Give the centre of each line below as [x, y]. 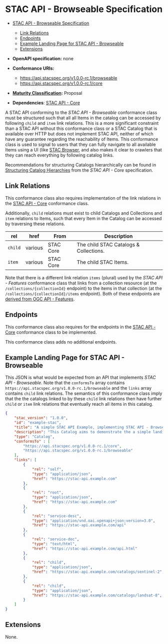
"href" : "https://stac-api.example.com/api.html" [84, 548]
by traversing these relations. [35, 224]
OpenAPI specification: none [43, 58]
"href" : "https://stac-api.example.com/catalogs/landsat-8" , [97, 595]
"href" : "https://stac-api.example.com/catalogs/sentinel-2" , [98, 572]
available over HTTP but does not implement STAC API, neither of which [79, 133]
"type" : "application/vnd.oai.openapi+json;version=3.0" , [93, 521]
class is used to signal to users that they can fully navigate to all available [80, 144]
